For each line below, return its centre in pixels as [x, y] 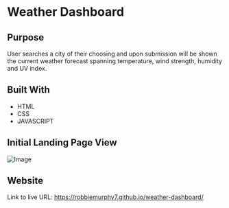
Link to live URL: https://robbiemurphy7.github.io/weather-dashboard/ [105, 197]
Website [25, 181]
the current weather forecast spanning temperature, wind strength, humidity [115, 61]
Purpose [26, 37]
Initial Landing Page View [62, 142]
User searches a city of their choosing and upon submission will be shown [112, 54]
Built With [28, 90]
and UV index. [27, 68]
